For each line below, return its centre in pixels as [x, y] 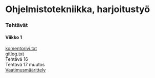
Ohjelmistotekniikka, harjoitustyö [77, 9]
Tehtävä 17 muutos [25, 65]
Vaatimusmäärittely [26, 70]
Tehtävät [17, 25]
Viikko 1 [14, 37]
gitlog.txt [15, 54]
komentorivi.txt [21, 49]
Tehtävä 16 [17, 59]
